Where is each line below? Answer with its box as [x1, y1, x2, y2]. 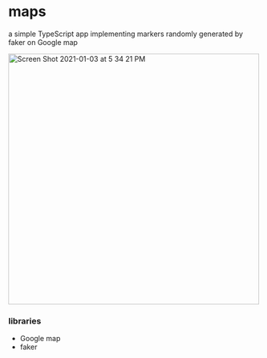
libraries [8, 315, 42, 327]
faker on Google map [8, 37, 79, 47]
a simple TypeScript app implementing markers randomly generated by [8, 29, 243, 39]
